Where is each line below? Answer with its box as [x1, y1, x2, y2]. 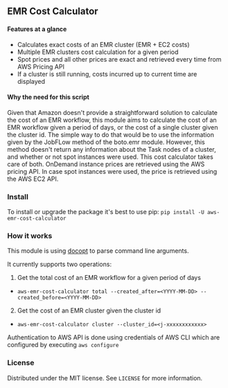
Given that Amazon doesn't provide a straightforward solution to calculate [7, 108, 218, 116]
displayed [17, 77, 46, 85]
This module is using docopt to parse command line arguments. [7, 247, 189, 255]
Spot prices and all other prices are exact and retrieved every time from [17, 55, 222, 63]
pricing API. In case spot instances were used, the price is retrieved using [7, 167, 218, 175]
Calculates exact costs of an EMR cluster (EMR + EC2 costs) [17, 40, 190, 48]
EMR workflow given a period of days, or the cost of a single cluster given [7, 123, 218, 131]
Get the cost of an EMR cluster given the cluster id [17, 306, 161, 315]
